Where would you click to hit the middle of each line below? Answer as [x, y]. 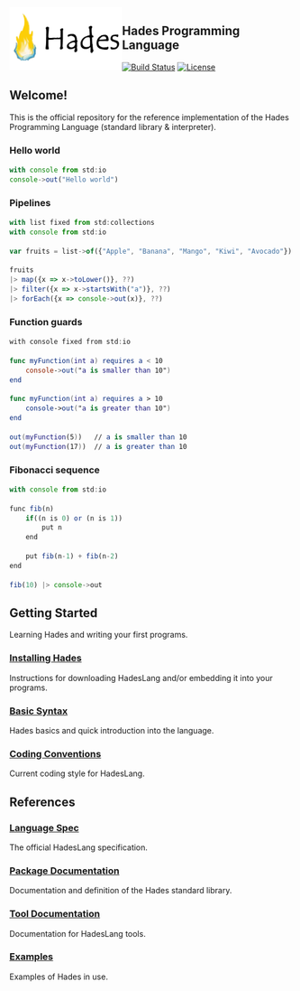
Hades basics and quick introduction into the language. [112, 730]
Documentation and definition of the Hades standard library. [121, 891]
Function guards [46, 322]
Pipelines [30, 202]
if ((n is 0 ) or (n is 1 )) [74, 518]
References [42, 802]
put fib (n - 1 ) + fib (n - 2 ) [72, 556]
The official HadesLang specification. [79, 847]
